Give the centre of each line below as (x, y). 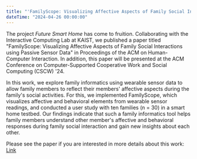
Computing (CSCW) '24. (35, 71)
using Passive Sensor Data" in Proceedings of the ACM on (77, 52)
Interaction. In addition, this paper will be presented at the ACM (108, 59)
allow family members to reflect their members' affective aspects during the (98, 89)
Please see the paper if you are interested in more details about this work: (95, 144)
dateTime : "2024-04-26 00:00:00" (47, 17)
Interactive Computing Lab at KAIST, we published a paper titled (84, 40)
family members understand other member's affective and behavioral (90, 120)
